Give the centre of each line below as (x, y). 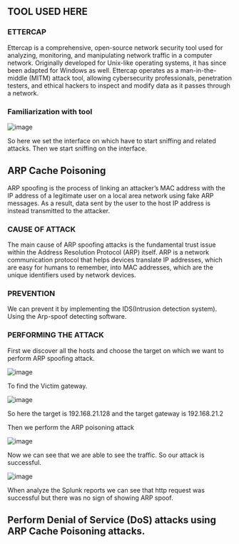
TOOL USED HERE (47, 12)
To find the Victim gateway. (47, 386)
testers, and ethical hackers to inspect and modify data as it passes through (119, 86)
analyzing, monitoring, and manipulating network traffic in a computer (110, 55)
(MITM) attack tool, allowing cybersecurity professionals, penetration (130, 78)
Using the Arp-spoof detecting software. (67, 317)
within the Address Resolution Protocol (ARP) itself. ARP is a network (108, 252)
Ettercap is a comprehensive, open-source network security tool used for (115, 47)
